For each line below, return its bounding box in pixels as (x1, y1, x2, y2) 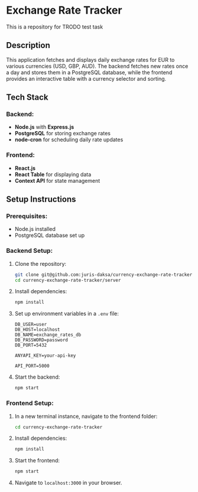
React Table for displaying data (14, 170, 92, 178)
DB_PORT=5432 (14, 342, 47, 348)
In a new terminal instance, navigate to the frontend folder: (14, 412, 158, 420)
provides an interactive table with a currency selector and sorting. (6, 75, 167, 82)
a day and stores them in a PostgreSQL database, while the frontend (6, 69, 173, 76)
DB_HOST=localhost (14, 327, 60, 333)
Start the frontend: (14, 457, 60, 464)
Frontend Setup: (6, 399, 54, 407)
